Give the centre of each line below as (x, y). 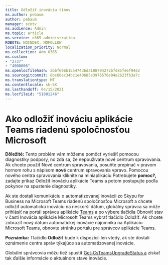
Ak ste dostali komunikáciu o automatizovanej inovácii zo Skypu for (75, 196)
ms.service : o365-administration (40, 38)
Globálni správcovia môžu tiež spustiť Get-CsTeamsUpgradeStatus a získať (83, 253)
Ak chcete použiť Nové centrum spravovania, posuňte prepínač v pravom (81, 165)
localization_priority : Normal (38, 47)
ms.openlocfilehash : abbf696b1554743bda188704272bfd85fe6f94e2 (73, 71)
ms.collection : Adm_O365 (31, 52)
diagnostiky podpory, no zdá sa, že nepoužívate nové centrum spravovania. (83, 159)
